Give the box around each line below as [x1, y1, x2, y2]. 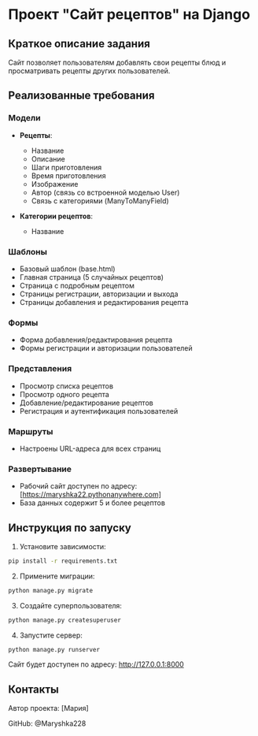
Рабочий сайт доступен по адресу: [19, 481, 138, 491]
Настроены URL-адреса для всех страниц [19, 444, 161, 453]
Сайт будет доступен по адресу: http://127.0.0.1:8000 [8, 660, 185, 669]
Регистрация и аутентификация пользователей [19, 406, 179, 415]
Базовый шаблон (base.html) [19, 264, 116, 273]
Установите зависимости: [19, 541, 106, 551]
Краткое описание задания [8, 37, 151, 50]
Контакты [8, 682, 59, 696]
